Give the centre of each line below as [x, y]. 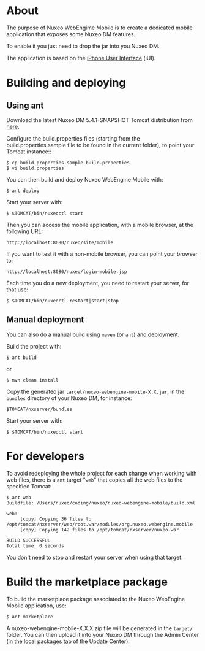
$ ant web [19, 498]
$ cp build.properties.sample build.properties [68, 163]
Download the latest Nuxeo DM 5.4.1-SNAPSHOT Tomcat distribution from [99, 120]
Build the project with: [34, 346]
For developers [45, 456]
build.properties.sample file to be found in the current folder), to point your [100, 145]
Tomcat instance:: [29, 152]
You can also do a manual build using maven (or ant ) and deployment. [93, 334]
